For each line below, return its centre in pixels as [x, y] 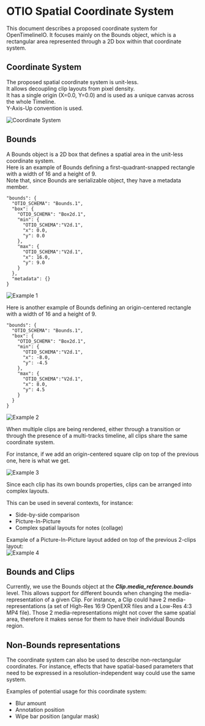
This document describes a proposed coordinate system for [82, 28]
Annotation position [40, 710]
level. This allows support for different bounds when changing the [89, 593]
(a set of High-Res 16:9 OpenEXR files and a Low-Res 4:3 [120, 606]
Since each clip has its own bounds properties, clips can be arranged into [99, 484]
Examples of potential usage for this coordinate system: [76, 692]
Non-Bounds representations [63, 645]
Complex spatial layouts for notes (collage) [69, 528]
